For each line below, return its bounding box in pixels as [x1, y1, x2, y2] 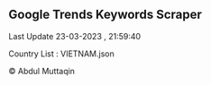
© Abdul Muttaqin [8, 65, 76, 76]
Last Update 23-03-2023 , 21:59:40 [8, 30, 142, 41]
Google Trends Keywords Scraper [8, 7, 202, 22]
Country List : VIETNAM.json [8, 48, 115, 59]
